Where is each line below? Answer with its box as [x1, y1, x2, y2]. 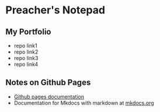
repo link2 [13, 48, 39, 55]
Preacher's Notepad [5, 3, 106, 17]
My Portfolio [5, 27, 51, 37]
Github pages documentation [13, 93, 85, 100]
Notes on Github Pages [5, 78, 91, 87]
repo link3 [13, 55, 39, 61]
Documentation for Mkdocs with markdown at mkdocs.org [13, 99, 154, 106]
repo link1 [13, 42, 37, 49]
